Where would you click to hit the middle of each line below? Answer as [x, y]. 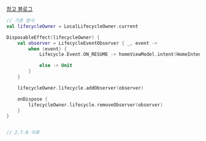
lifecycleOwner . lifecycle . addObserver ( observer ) [81, 88]
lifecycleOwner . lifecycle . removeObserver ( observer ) [96, 105]
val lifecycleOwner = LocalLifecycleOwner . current [72, 26]
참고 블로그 [20, 9]
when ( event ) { [48, 49]
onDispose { [32, 99]
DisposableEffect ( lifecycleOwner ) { [53, 37]
